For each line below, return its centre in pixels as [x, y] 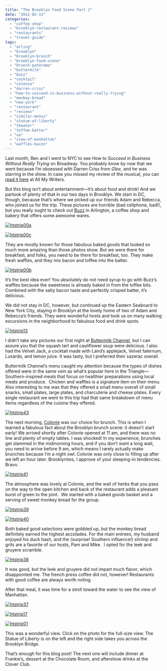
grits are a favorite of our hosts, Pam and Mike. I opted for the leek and [79, 544]
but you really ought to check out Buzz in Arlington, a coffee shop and [77, 210]
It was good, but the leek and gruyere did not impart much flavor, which [79, 569]
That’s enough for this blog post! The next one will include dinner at [74, 654]
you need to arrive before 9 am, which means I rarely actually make [74, 449]
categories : [17, 19]
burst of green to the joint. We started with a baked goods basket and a [79, 494]
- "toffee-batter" [29, 130]
